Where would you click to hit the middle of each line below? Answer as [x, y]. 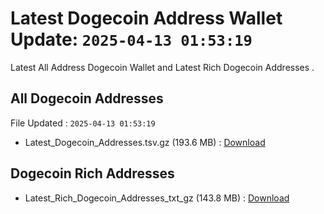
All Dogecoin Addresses [87, 98]
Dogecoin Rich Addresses [92, 173]
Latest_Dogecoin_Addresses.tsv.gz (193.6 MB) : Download [145, 142]
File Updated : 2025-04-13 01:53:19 [83, 123]
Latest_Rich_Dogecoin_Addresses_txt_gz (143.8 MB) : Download [157, 198]
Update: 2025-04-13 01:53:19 [131, 39]
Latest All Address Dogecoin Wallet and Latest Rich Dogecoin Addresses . [162, 67]
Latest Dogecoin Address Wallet [146, 18]
